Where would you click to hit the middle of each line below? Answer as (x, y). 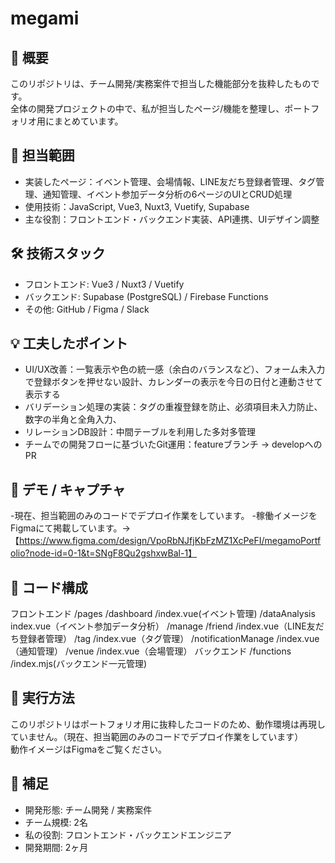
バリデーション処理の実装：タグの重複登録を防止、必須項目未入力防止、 (173, 407)
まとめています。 (88, 121)
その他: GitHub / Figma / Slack (87, 309)
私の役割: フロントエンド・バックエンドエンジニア (128, 834)
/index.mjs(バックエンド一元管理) (79, 664)
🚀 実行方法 (42, 698)
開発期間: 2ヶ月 (56, 847)
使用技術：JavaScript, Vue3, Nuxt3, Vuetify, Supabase (137, 206)
